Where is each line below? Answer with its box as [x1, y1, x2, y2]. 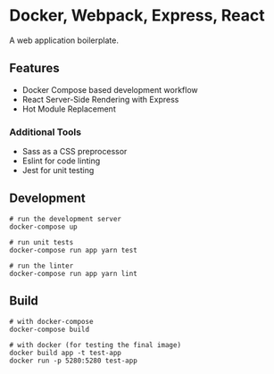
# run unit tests [9, 237, 74, 246]
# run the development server [9, 214, 122, 223]
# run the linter [9, 261, 74, 270]
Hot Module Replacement [21, 104, 116, 114]
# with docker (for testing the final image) [9, 340, 181, 349]
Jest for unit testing [21, 165, 95, 176]
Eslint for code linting [21, 155, 101, 166]
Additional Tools [9, 126, 82, 138]
